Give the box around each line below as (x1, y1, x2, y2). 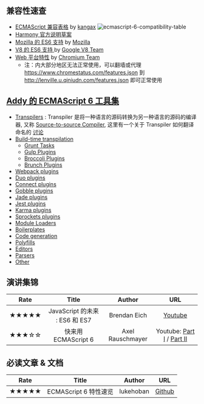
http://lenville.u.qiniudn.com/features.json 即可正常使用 (24, 76, 163, 83)
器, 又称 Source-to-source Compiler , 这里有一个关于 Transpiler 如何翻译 (15, 120, 194, 128)
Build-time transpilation (15, 135, 74, 142)
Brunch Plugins (24, 161, 63, 169)
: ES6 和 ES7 (55, 316, 92, 324)
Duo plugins (15, 174, 46, 181)
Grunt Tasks (24, 142, 55, 149)
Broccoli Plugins (24, 155, 65, 162)
